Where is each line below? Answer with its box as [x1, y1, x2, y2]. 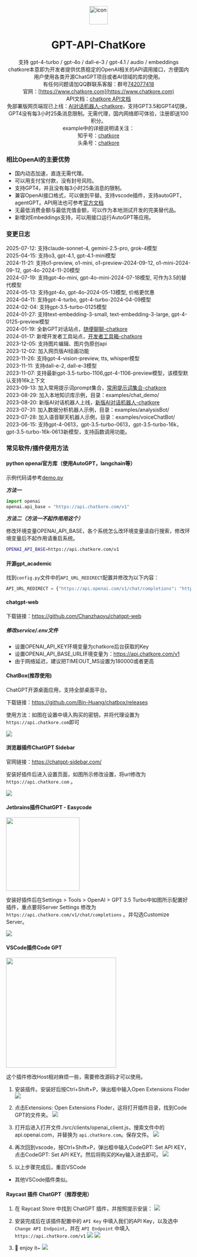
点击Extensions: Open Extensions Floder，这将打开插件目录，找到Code [14, 1104, 187, 1111]
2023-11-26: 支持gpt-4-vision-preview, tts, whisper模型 [6, 355, 140, 362]
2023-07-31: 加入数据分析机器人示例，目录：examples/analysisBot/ [6, 406, 169, 413]
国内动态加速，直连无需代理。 [14, 170, 87, 177]
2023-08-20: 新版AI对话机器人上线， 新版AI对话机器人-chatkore [6, 399, 160, 406]
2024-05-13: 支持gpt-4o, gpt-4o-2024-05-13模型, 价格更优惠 [6, 288, 155, 295]
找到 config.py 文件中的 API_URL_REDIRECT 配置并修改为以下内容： [6, 574, 159, 581]
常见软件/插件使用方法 [6, 444, 69, 452]
